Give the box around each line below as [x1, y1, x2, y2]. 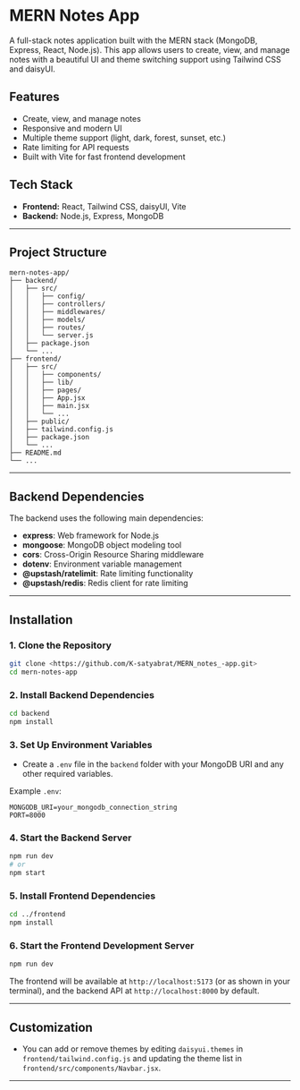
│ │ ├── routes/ [9, 323, 87, 332]
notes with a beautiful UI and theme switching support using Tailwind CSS [9, 54, 281, 64]
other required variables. [21, 768, 113, 779]
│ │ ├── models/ [9, 315, 87, 325]
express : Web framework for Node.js [21, 530, 159, 541]
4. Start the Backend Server [9, 831, 132, 844]
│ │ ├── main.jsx [9, 402, 90, 411]
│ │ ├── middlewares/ [9, 308, 105, 317]
